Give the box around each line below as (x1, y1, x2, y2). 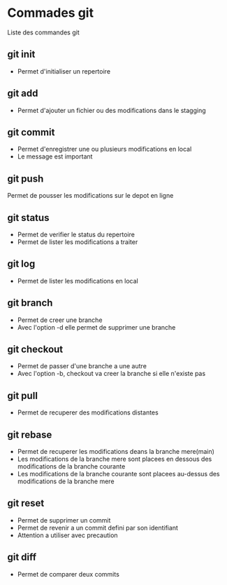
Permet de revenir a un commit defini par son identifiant (17, 523, 178, 532)
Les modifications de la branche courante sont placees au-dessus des (17, 470, 220, 478)
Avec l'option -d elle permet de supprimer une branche (17, 323, 176, 331)
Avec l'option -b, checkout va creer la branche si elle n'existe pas (17, 370, 206, 378)
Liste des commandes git (7, 28, 80, 36)
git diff (7, 551, 37, 563)
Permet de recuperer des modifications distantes (17, 408, 159, 417)
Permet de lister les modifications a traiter (17, 238, 138, 246)
